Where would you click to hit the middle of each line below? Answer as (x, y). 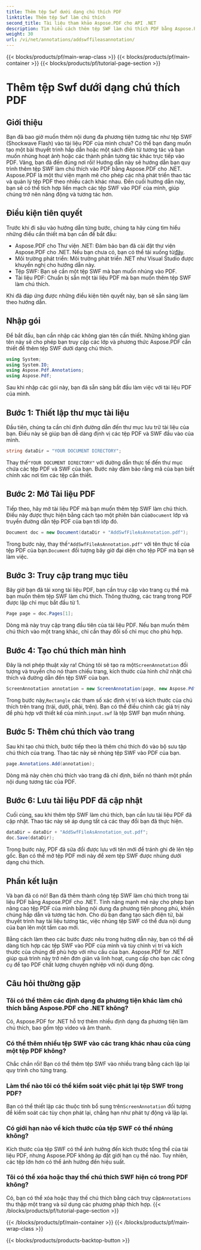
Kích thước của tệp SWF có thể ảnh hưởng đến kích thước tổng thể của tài (97, 1149)
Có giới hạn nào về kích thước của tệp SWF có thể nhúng (90, 1129)
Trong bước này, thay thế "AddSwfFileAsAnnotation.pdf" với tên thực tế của (98, 544)
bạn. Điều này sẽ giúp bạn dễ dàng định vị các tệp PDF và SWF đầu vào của (100, 433)
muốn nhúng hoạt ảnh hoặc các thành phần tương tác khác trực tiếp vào (95, 156)
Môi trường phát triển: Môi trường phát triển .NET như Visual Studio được (104, 258)
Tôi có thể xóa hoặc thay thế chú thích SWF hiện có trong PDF (97, 1177)
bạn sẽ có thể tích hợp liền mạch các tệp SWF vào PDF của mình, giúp (93, 188)
